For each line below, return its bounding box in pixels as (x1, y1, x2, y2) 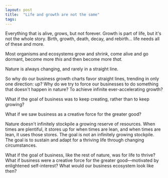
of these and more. (5, 41, 45, 47)
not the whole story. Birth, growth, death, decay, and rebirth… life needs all (5, 36, 159, 42)
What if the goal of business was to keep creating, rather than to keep (5, 96, 149, 102)
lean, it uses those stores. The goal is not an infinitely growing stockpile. (5, 132, 154, 138)
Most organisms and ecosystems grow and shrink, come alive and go (5, 51, 149, 57)
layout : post (5, 7, 33, 13)
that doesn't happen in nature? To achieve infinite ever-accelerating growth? (5, 86, 163, 93)
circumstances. (5, 142, 37, 148)
